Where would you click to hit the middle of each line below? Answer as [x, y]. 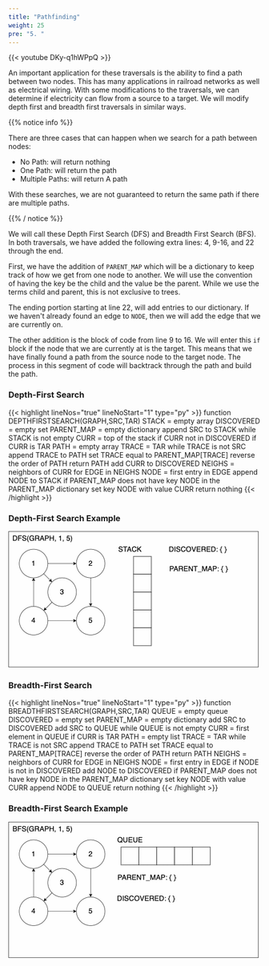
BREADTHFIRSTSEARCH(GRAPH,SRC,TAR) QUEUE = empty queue [118, 711]
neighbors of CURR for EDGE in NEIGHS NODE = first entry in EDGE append [133, 471]
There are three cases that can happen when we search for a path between [133, 138]
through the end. [36, 251]
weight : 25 [26, 25]
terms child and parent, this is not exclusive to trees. [94, 292]
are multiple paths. [39, 203]
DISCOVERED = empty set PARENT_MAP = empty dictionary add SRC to [127, 719]
